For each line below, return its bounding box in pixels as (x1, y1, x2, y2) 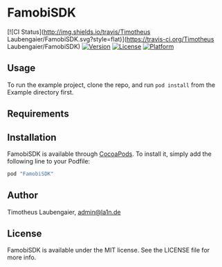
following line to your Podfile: (7, 157, 91, 165)
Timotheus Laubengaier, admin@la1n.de (7, 208, 121, 216)
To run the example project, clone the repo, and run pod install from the (7, 81, 216, 89)
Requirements (7, 108, 69, 120)
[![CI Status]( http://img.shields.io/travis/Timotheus (7, 28, 151, 36)
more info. (7, 253, 37, 261)
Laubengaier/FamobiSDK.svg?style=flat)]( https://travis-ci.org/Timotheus (7, 34, 214, 43)
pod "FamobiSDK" (7, 170, 54, 177)
